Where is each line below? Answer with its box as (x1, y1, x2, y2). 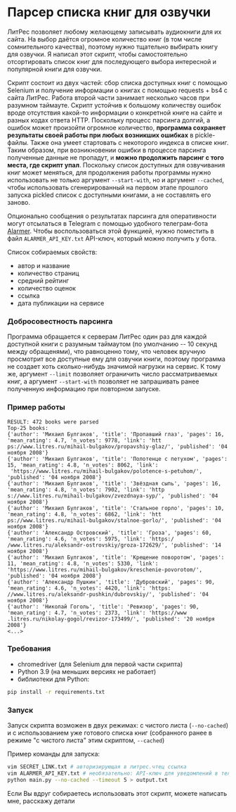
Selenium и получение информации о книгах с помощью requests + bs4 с (7, 86, 228, 94)
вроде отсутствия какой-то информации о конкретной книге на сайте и (7, 108, 223, 117)
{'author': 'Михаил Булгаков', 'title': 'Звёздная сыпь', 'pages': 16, (7, 480, 221, 487)
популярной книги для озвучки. (7, 65, 103, 73)
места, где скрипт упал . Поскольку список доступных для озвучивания (7, 160, 225, 169)
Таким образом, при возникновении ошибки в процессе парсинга (7, 146, 206, 154)
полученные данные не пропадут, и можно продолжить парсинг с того (7, 153, 225, 162)
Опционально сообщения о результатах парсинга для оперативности (7, 212, 216, 220)
